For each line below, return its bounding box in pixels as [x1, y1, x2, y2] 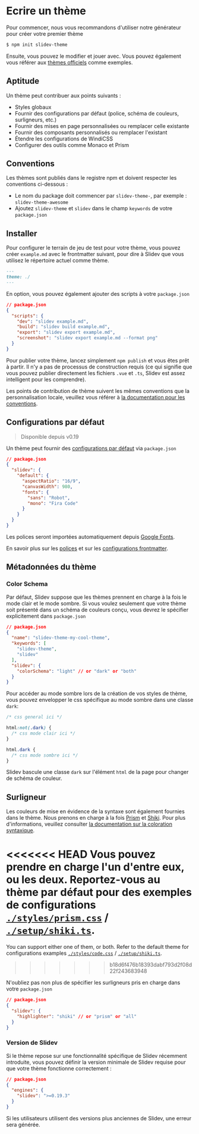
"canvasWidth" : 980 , [21, 483, 73, 489]
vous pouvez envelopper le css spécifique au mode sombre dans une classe [6, 696, 194, 704]
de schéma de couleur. [6, 775, 62, 782]
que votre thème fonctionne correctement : [6, 1064, 112, 1072]
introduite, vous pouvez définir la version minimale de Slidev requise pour [6, 1058, 186, 1066]
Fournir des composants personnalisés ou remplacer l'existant [14, 129, 168, 136]
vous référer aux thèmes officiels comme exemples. [6, 58, 133, 66]
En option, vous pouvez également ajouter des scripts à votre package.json [6, 290, 190, 297]
